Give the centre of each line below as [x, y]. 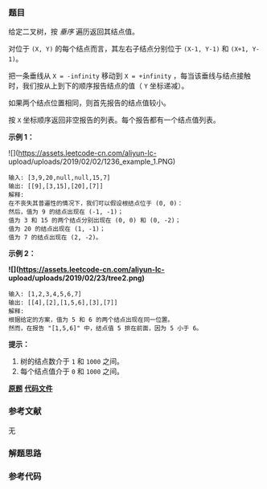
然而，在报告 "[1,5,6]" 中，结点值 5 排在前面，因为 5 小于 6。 [105, 328]
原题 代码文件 [31, 389]
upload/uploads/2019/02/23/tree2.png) [76, 278]
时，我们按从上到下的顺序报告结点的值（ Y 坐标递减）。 [99, 86]
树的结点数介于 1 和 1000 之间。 [72, 361]
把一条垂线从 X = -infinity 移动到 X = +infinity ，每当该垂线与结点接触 [129, 76]
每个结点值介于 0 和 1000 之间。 [72, 372]
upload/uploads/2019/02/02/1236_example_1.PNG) [92, 161]
